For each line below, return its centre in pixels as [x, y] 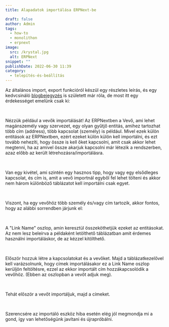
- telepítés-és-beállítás [37, 76]
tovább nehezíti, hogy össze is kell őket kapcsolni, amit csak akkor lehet [80, 142]
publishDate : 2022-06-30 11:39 [38, 66]
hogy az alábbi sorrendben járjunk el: [44, 208]
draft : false [19, 19]
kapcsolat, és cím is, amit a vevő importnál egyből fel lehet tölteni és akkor [83, 178]
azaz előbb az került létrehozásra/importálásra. [55, 153]
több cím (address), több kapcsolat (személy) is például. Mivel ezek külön [82, 131]
